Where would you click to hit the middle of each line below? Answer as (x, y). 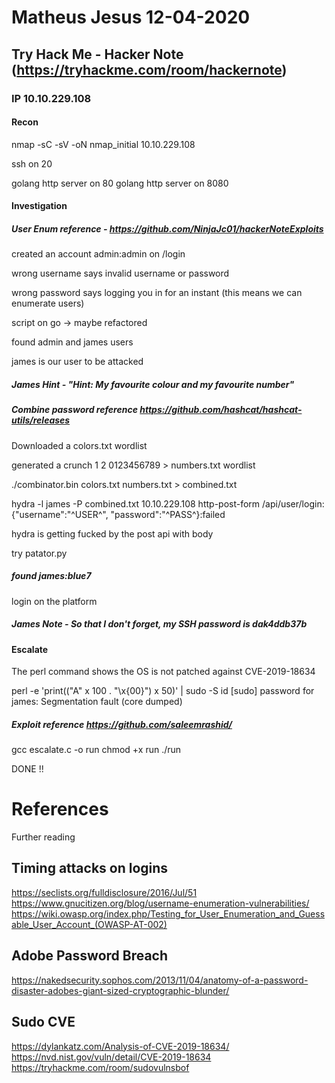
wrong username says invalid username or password (120, 273)
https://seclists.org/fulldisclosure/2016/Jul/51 (104, 892)
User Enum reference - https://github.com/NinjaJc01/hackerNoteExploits (167, 228)
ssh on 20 (32, 163)
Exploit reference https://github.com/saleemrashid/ (122, 724)
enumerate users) (48, 303)
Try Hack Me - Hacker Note (97, 54)
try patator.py (39, 553)
